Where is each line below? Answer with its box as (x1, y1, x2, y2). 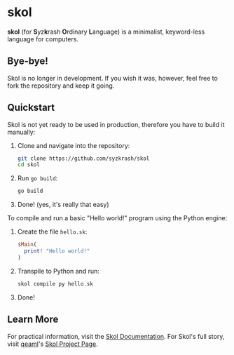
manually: (7, 128, 36, 136)
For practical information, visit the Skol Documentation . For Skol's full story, (7, 332, 225, 340)
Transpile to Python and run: (17, 267, 100, 275)
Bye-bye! (7, 55, 49, 67)
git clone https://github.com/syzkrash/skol (17, 155, 150, 162)
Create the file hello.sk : (17, 227, 88, 236)
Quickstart (7, 102, 55, 114)
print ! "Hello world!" (24, 248, 90, 255)
